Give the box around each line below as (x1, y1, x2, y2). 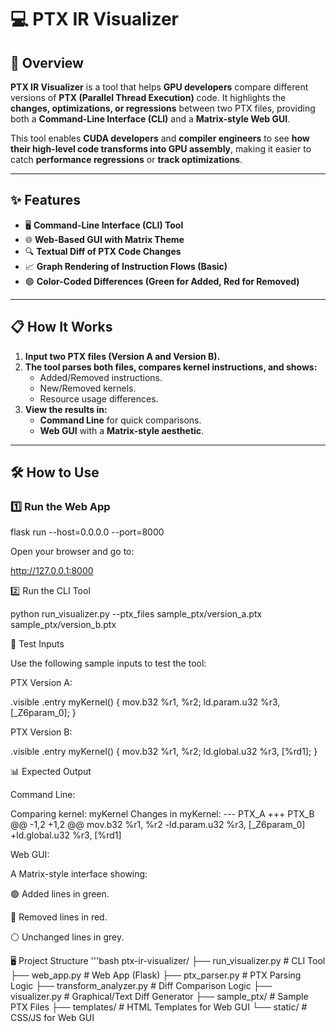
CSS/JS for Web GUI (10, 1012, 95, 1024)
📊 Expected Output (10, 766, 92, 778)
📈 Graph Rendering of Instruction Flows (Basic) (24, 260, 228, 272)
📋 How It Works (10, 319, 113, 336)
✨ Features (10, 192, 81, 209)
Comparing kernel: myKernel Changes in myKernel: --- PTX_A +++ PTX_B (10, 808, 315, 820)
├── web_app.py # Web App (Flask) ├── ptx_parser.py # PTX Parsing (10, 969, 302, 981)
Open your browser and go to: (10, 546, 135, 558)
